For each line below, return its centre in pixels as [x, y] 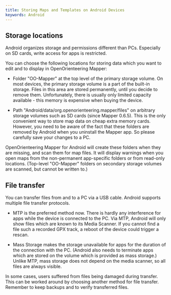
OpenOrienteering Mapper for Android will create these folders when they [83, 147]
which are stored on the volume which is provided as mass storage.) [85, 256]
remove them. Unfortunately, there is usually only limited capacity [82, 95]
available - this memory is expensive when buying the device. [78, 100]
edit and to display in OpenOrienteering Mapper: [56, 69]
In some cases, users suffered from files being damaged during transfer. [82, 277]
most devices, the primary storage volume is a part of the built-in [81, 84]
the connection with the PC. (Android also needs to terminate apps [83, 250]
